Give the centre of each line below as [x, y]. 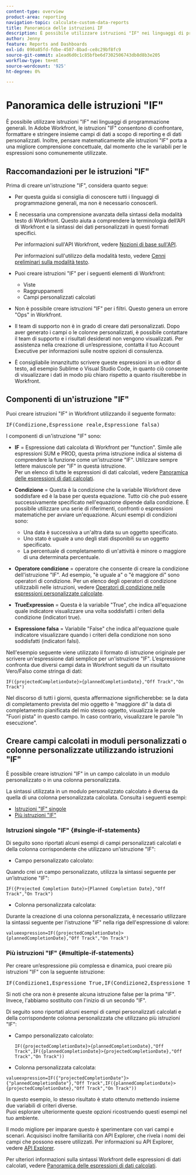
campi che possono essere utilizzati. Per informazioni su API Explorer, [90, 1142]
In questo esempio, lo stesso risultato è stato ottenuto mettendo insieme [93, 1099]
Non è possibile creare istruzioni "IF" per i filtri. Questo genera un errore [101, 309]
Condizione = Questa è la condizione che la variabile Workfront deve [98, 489]
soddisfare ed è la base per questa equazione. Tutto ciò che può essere [101, 496]
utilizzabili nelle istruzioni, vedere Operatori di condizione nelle [90, 587]
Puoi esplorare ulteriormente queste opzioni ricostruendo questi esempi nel [97, 1112]
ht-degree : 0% [23, 71]
